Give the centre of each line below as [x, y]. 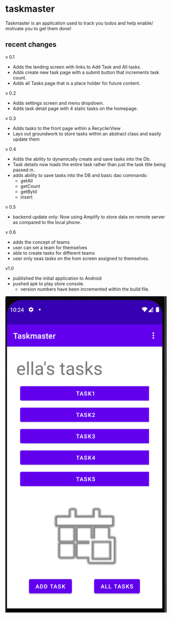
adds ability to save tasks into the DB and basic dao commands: [80, 175]
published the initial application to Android [57, 278]
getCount [30, 186]
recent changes [31, 45]
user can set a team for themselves [50, 247]
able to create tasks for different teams [54, 253]
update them [26, 139]
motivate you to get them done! [38, 28]
